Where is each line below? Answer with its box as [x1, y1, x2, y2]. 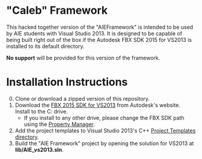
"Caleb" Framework [6, 4, 108, 17]
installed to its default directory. [6, 43, 85, 50]
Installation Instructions [6, 76, 128, 89]
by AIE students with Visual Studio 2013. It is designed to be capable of [6, 29, 182, 37]
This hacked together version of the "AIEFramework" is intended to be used [6, 23, 194, 31]
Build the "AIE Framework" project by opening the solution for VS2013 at [14, 139, 194, 147]
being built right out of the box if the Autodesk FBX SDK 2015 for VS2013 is [6, 36, 192, 43]
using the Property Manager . [23, 121, 95, 128]
